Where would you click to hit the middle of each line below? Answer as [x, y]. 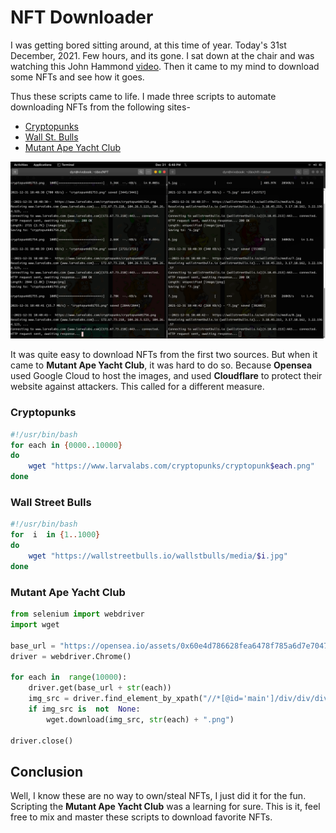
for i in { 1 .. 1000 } [55, 535]
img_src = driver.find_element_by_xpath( [115, 699]
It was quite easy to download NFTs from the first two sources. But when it [164, 355]
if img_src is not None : [84, 709]
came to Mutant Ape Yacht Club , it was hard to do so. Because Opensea [161, 365]
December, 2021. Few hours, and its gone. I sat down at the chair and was [162, 55]
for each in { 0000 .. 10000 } [66, 445]
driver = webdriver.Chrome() [71, 656]
